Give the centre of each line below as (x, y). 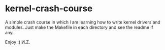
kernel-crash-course (49, 9)
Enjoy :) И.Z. (18, 42)
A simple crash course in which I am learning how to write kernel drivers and (83, 22)
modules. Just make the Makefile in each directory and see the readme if (79, 27)
